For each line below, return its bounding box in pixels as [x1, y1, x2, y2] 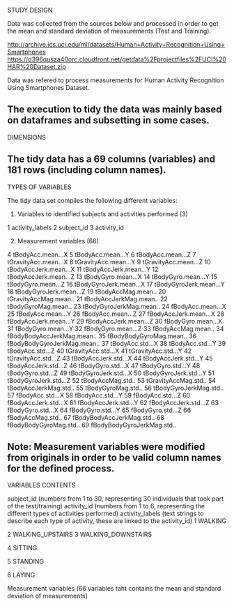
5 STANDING [7, 557, 45, 566]
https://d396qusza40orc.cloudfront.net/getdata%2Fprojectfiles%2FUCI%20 [7, 55, 227, 63]
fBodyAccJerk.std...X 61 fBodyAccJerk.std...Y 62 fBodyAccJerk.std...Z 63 [7, 398, 219, 407]
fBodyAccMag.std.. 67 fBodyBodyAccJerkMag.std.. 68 [7, 413, 165, 421]
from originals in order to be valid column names [7, 452, 221, 464]
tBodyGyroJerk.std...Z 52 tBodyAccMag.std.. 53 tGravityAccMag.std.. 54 [7, 376, 217, 384]
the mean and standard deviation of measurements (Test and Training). [7, 27, 212, 35]
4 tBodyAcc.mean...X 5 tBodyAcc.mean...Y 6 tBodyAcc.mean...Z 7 [7, 250, 196, 259]
